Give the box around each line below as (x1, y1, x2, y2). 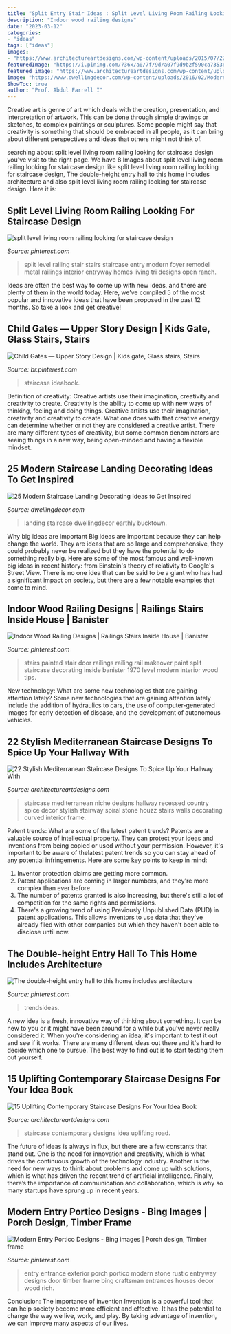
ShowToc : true (7, 80, 48, 87)
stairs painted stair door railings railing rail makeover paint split (23, 658, 202, 667)
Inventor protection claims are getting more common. (16, 870, 168, 878)
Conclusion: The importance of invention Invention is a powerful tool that (7, 1297, 214, 1305)
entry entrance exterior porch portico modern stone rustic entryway (23, 1269, 217, 1277)
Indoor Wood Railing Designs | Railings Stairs (7, 603, 204, 614)
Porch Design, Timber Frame (7, 1217, 132, 1229)
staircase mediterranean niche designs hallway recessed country (23, 799, 210, 807)
